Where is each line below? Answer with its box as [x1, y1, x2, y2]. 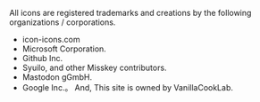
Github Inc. [21, 53, 63, 63]
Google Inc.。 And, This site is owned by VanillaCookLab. [21, 82, 234, 92]
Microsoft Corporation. [21, 43, 107, 54]
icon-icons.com [21, 35, 80, 44]
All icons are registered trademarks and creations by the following [9, 8, 252, 18]
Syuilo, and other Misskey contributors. [21, 62, 167, 73]
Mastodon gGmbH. [21, 72, 93, 82]
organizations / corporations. [9, 17, 116, 27]
